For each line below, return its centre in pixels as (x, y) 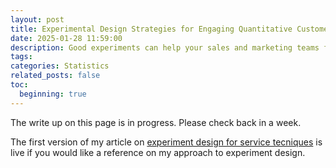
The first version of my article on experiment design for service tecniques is (166, 142)
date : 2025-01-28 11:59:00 (66, 38)
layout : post (37, 19)
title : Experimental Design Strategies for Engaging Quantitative (151, 29)
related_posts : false (55, 76)
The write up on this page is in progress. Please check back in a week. (156, 122)
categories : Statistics (60, 66)
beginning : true (53, 94)
